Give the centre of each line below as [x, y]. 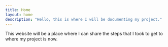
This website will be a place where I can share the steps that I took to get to [84, 34]
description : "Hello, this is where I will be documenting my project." [84, 19]
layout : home [19, 15]
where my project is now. [31, 39]
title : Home [18, 10]
